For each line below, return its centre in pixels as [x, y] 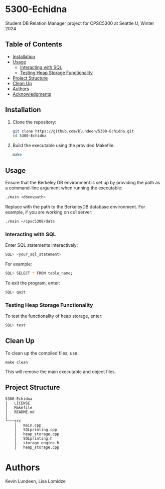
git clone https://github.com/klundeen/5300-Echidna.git [73, 131]
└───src [13, 421]
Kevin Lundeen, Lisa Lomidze [36, 481]
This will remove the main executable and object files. [61, 372]
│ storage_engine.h [37, 443]
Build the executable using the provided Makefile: [63, 146]
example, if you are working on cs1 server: [49, 212]
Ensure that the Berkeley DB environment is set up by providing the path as [83, 183]
